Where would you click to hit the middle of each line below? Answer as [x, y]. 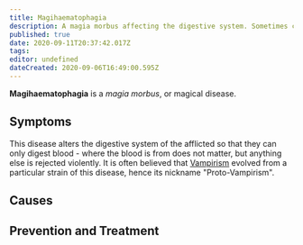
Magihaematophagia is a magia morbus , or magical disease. [123, 93]
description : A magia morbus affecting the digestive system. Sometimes [149, 26]
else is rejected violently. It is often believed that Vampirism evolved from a [148, 162]
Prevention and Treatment [84, 231]
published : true [40, 34]
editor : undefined [44, 59]
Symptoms [41, 122]
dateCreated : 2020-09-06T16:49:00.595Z [84, 68]
